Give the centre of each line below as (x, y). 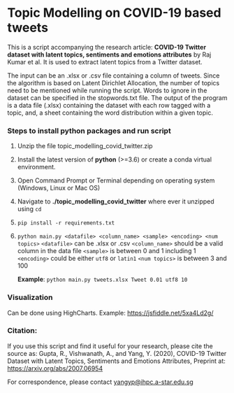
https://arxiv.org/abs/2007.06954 (55, 368)
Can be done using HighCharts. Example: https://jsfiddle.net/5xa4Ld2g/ (110, 313)
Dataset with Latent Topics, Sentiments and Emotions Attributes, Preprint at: (116, 361)
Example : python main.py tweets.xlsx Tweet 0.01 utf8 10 (102, 279)
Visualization (30, 297)
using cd (29, 209)
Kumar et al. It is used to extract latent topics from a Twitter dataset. (105, 62)
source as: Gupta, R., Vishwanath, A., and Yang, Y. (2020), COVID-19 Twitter (117, 353)
